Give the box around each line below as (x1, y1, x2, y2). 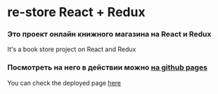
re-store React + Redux (7, 4, 146, 20)
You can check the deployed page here (7, 79, 122, 87)
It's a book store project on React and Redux (7, 45, 136, 53)
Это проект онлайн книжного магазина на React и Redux (7, 29, 212, 39)
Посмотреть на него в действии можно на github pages (7, 62, 207, 72)
